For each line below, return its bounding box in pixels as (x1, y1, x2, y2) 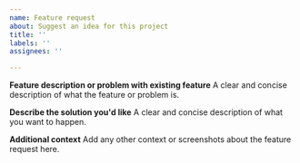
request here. (9, 144, 60, 155)
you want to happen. (9, 117, 86, 128)
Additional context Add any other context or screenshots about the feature (9, 134, 292, 145)
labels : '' (9, 38, 51, 48)
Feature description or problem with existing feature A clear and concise (9, 80, 288, 91)
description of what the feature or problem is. (9, 90, 180, 101)
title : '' (9, 30, 47, 39)
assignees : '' (9, 47, 64, 56)
